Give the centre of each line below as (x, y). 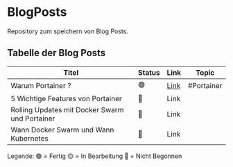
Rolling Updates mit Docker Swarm (67, 109)
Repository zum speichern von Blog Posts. (68, 31)
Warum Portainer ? (41, 86)
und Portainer (33, 118)
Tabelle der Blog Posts (57, 53)
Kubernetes (29, 138)
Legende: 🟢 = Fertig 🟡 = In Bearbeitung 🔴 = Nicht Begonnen (95, 156)
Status (149, 72)
